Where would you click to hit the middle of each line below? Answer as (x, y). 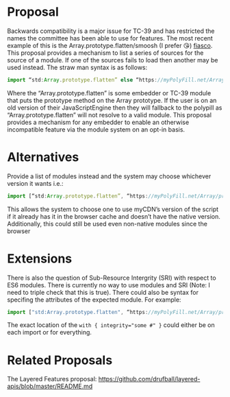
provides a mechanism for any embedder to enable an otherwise (98, 122)
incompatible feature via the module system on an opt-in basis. (96, 129)
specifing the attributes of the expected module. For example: (94, 300)
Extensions (40, 258)
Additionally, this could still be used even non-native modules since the (107, 224)
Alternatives (43, 157)
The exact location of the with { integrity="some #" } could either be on (111, 325)
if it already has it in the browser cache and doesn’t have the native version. (114, 216)
